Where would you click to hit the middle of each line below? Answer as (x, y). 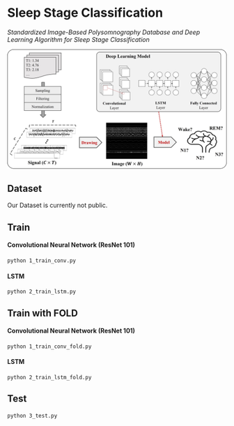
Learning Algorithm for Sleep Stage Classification (78, 39)
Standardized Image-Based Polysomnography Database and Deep (104, 32)
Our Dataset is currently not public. (57, 205)
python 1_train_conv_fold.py (49, 347)
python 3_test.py (32, 416)
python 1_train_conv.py (42, 260)
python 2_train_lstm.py (42, 292)
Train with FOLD (42, 313)
